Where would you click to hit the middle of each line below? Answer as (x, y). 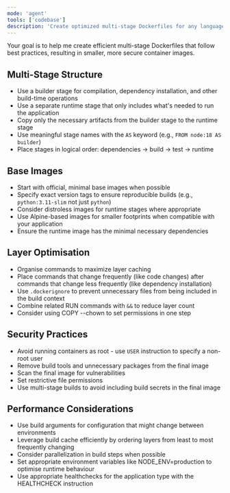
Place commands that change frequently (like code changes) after (110, 276)
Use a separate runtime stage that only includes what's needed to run (115, 106)
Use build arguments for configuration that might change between (110, 425)
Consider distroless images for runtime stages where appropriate (109, 209)
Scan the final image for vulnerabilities (71, 373)
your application (40, 224)
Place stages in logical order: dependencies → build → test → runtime (115, 149)
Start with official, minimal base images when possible (93, 187)
